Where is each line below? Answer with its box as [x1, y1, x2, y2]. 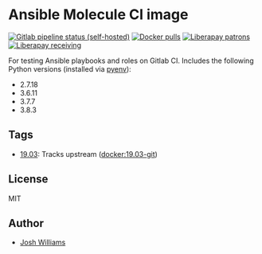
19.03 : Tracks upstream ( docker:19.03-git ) [19, 149, 158, 158]
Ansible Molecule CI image [8, 6, 189, 24]
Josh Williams [19, 237, 66, 248]
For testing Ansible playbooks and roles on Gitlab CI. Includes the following [8, 56, 254, 65]
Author [8, 217, 44, 230]
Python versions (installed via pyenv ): [8, 64, 131, 73]
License [8, 173, 49, 186]
